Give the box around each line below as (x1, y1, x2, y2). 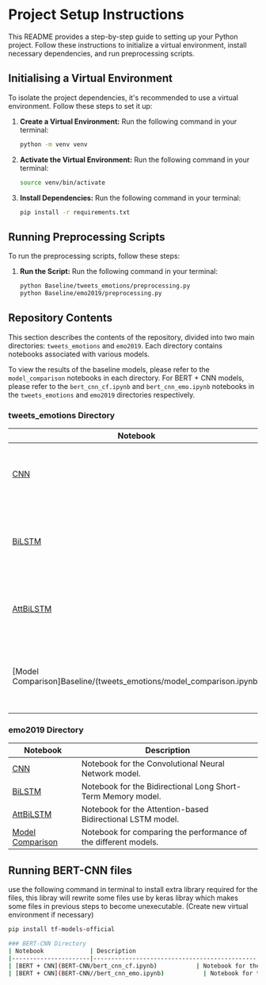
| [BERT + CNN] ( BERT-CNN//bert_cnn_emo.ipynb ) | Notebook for (8, 969, 253, 977)
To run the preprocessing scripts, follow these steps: (8, 252, 180, 261)
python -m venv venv (19, 140, 88, 148)
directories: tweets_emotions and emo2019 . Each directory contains (8, 341, 223, 350)
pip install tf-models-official (8, 925, 115, 933)
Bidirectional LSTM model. (81, 814, 180, 825)
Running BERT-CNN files (8, 864, 132, 877)
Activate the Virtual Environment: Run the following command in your (19, 155, 250, 164)
